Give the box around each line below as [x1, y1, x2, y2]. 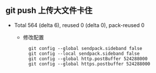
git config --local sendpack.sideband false [28, 51, 140, 57]
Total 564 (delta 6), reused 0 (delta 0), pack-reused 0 [14, 21, 145, 28]
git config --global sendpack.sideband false [28, 45, 142, 51]
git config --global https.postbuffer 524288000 [28, 61, 151, 67]
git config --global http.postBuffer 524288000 [28, 55, 148, 62]
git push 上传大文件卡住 [5, 5, 93, 16]
